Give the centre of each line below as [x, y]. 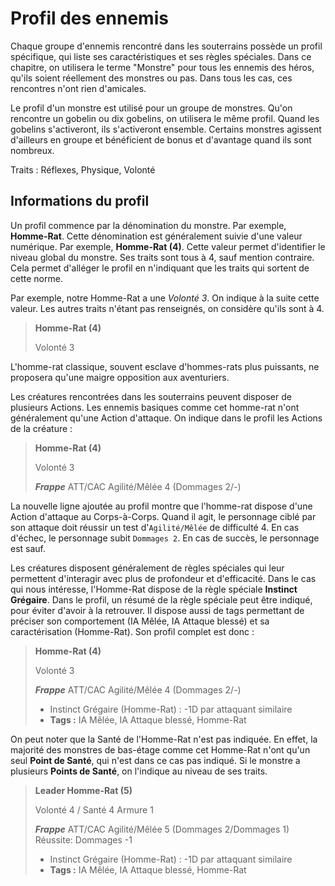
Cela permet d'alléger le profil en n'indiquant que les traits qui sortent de [160, 268]
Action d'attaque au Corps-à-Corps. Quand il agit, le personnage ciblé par [163, 516]
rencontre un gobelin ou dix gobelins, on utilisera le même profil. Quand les [165, 118]
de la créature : [41, 428]
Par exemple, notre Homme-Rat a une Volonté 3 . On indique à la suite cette [165, 298]
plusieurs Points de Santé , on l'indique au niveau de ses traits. [139, 771]
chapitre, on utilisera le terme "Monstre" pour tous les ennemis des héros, [162, 67]
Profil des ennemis [89, 18]
